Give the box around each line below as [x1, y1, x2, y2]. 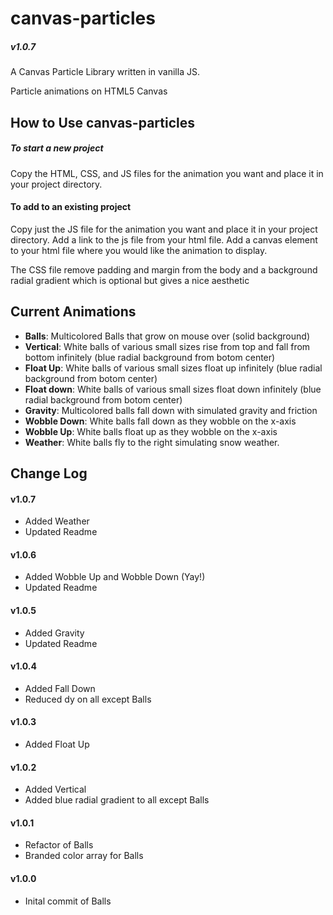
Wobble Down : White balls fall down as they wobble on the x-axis [24, 415, 297, 427]
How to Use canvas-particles [10, 114, 195, 131]
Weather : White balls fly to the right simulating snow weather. [24, 436, 280, 448]
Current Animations [10, 303, 137, 321]
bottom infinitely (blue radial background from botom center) [24, 351, 276, 363]
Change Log [10, 465, 88, 482]
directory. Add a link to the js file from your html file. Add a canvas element [10, 233, 318, 246]
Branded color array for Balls [24, 850, 144, 862]
